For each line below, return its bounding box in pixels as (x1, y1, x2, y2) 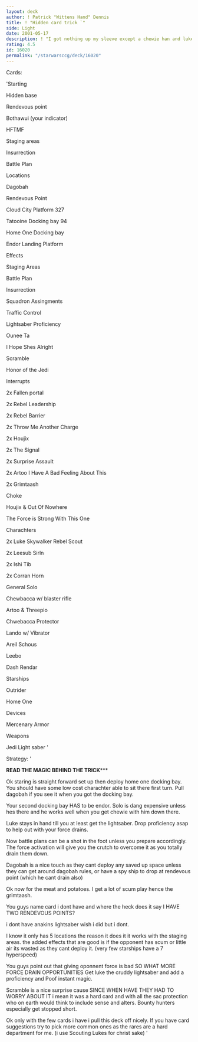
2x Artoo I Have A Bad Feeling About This (6, 469, 107, 476)
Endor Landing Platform (6, 240, 64, 247)
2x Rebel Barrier (6, 411, 45, 419)
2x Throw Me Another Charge (6, 423, 78, 430)
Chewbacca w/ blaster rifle (6, 595, 72, 602)
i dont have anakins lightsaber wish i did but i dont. (6, 920, 130, 927)
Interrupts (6, 377, 31, 384)
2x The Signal (6, 446, 40, 453)
